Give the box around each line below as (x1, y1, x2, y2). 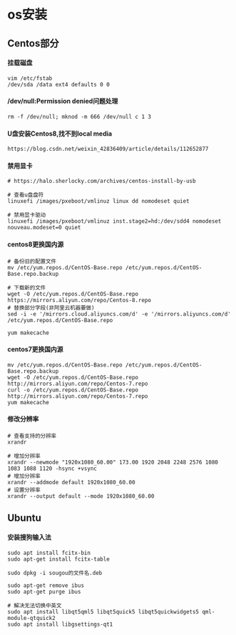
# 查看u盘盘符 (7, 191, 44, 199)
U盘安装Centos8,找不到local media (7, 129, 113, 138)
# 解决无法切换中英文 (7, 601, 62, 609)
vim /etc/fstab (7, 74, 53, 82)
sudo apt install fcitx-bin (7, 549, 91, 556)
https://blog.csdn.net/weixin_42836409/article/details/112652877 (7, 146, 209, 153)
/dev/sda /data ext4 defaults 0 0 (7, 81, 111, 88)
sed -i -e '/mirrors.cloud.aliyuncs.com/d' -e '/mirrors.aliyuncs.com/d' (7, 310, 232, 318)
